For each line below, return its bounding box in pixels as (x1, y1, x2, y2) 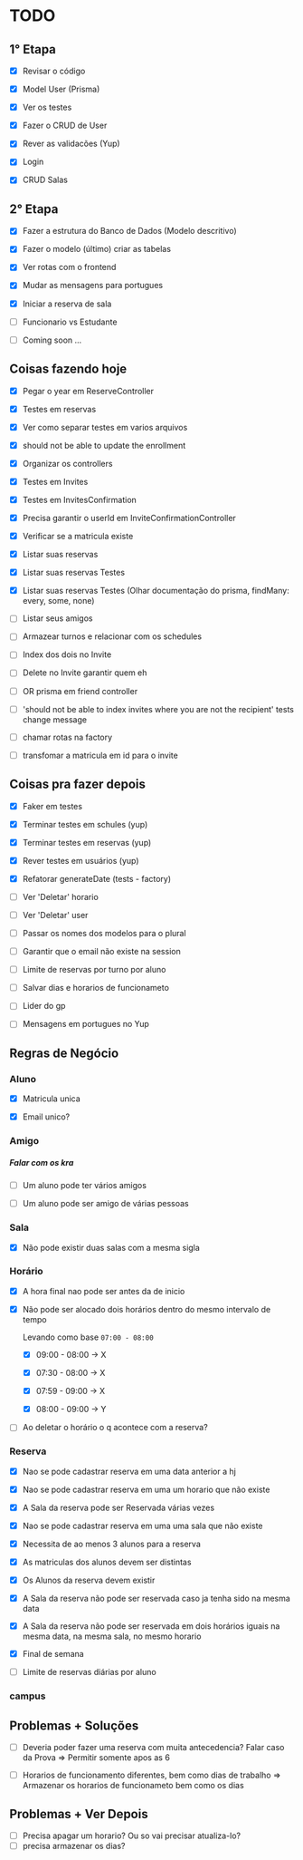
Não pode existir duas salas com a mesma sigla (22, 1242, 201, 1253)
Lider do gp (22, 1001, 66, 1012)
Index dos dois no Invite (22, 649, 112, 660)
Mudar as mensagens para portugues (22, 280, 164, 291)
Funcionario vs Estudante (22, 316, 118, 327)
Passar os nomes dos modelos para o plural (22, 928, 187, 938)
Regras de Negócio (9, 1045, 119, 1061)
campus (9, 1690, 46, 1702)
